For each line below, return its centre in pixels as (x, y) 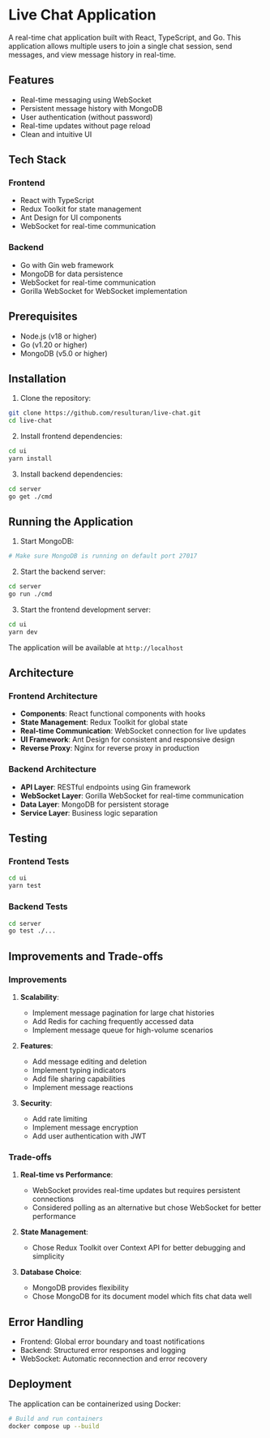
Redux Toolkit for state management (81, 209)
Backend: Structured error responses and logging (103, 1350)
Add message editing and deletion (90, 1061)
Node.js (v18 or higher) (58, 336)
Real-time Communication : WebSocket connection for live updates (133, 731)
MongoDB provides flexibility (81, 1288)
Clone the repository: (56, 398)
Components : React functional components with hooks (113, 714)
